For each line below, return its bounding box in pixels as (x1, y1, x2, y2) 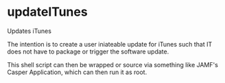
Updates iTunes (7, 27, 51, 35)
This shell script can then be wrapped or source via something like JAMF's (7, 60, 218, 69)
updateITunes (7, 4, 88, 20)
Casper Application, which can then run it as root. (7, 68, 147, 76)
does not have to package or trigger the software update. (7, 47, 169, 56)
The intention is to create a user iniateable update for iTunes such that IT (7, 40, 213, 48)
